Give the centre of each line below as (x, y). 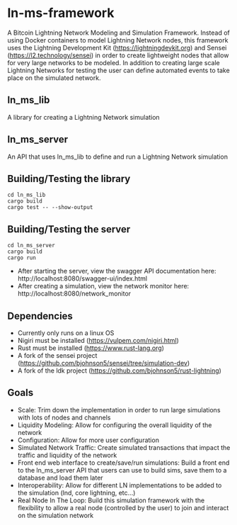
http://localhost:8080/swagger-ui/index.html (82, 278)
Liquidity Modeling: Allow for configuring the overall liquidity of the (115, 425)
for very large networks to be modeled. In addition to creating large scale (114, 62)
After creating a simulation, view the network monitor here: (103, 286)
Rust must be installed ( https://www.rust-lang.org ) (91, 348)
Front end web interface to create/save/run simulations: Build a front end (123, 463)
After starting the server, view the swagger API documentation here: (117, 271)
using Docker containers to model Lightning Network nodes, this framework (118, 40)
